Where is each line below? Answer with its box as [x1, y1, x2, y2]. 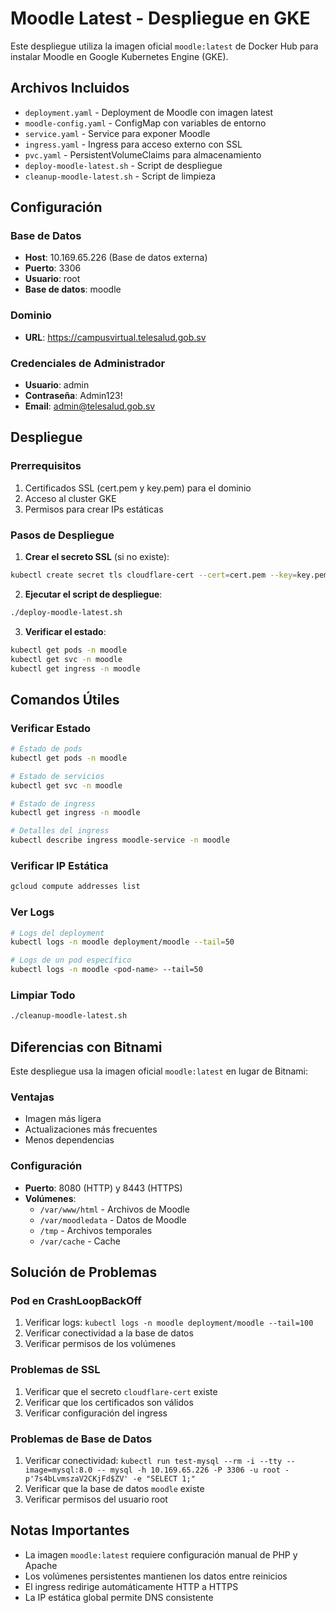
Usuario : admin [24, 379, 90, 391]
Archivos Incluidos [10, 80, 130, 97]
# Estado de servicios [10, 771, 105, 781]
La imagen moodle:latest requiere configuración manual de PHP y [24, 1548, 298, 1561]
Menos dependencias [24, 1134, 115, 1146]
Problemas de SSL [10, 1363, 101, 1377]
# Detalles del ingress [10, 826, 110, 836]
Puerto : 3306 [24, 262, 82, 274]
